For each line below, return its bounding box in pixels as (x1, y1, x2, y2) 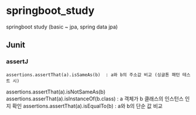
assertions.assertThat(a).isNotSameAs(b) (6, 88, 106, 95)
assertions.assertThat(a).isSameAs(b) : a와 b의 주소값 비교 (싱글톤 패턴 (6, 71, 180, 78)
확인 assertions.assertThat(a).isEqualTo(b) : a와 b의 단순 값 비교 (12, 102, 163, 109)
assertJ (6, 57, 29, 66)
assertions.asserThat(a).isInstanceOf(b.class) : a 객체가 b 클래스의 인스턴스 (6, 95, 184, 102)
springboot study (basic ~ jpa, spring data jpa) (6, 23, 118, 30)
